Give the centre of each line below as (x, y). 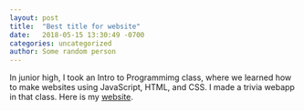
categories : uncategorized (61, 43)
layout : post (34, 18)
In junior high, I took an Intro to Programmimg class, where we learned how (151, 77)
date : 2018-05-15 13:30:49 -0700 (77, 35)
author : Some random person (63, 52)
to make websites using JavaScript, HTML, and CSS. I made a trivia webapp (152, 87)
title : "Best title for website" (75, 26)
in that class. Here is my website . (72, 97)
